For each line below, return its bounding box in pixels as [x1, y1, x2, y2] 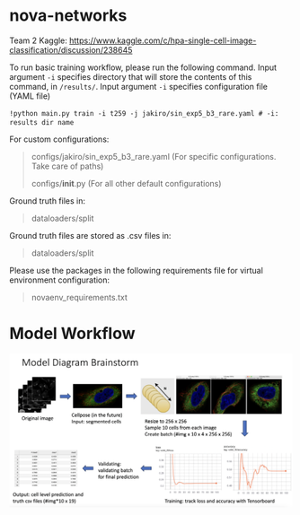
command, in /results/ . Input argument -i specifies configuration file [9, 81, 268, 92]
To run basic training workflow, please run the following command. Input [9, 62, 277, 73]
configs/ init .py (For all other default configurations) [31, 178, 222, 188]
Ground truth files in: [9, 195, 86, 206]
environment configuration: [9, 275, 110, 285]
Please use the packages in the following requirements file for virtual [9, 265, 263, 275]
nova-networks [9, 5, 128, 26]
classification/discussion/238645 [9, 44, 133, 55]
